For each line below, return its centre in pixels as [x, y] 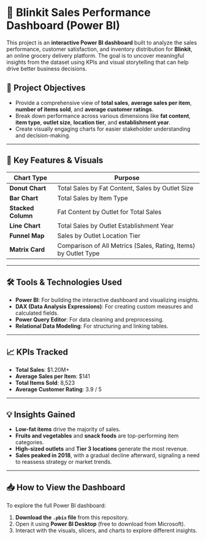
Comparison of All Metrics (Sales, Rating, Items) [126, 245]
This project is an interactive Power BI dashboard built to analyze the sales [102, 42]
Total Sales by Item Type [93, 198]
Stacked [22, 208]
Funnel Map [27, 236]
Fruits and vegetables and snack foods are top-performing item [97, 436]
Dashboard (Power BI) [63, 25]
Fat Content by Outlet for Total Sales [109, 212]
